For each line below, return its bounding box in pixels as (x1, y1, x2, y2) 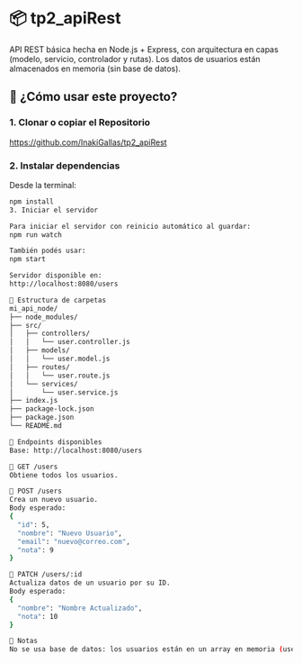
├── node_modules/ (9, 313, 78, 322)
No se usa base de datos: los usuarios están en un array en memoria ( (9, 645, 283, 654)
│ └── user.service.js (9, 387, 119, 397)
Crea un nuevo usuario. (9, 495, 99, 504)
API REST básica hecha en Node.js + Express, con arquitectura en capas (9, 43, 279, 55)
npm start (9, 255, 47, 264)
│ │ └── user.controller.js (9, 338, 130, 347)
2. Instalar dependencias (9, 159, 120, 172)
